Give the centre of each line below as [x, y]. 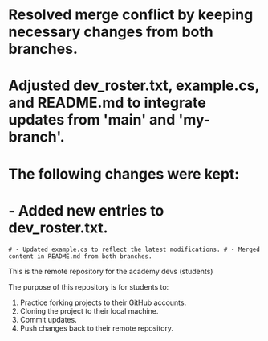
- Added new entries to [86, 210]
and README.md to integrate [107, 103]
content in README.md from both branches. [80, 256]
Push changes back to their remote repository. [97, 328]
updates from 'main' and [92, 120]
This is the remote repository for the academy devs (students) [111, 271]
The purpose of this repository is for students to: [89, 286]
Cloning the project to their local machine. [89, 310]
